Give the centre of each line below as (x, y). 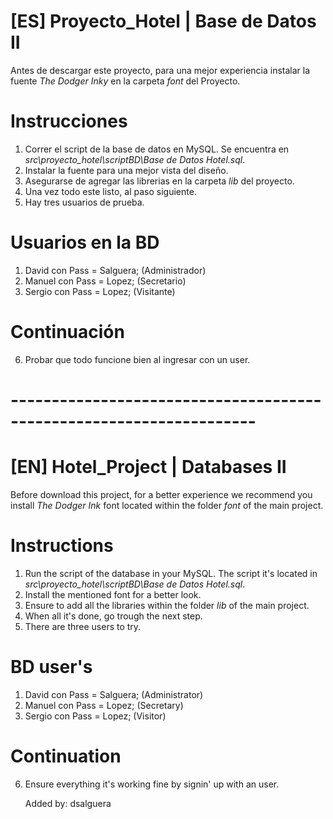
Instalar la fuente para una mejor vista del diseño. (126, 170)
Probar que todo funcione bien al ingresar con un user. (137, 359)
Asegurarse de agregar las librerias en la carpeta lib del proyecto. (159, 181)
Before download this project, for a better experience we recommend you (161, 494)
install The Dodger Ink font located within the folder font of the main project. (167, 505)
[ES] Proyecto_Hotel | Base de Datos (163, 21)
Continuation (66, 756)
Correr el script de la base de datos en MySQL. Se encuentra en (157, 149)
